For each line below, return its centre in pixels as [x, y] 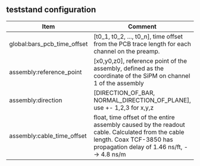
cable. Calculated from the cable [139, 132]
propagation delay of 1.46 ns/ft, [138, 146]
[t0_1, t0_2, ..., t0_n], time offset [138, 36]
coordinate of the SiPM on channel [142, 75]
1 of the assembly [118, 83]
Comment [142, 26]
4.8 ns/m [113, 154]
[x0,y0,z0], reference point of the [140, 60]
